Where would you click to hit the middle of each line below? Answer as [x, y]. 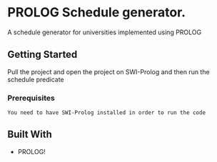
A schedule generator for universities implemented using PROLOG [105, 32]
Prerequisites [31, 98]
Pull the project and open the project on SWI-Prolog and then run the [108, 71]
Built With [30, 135]
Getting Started [42, 55]
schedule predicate [36, 79]
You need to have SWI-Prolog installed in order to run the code [106, 113]
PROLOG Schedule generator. [97, 12]
